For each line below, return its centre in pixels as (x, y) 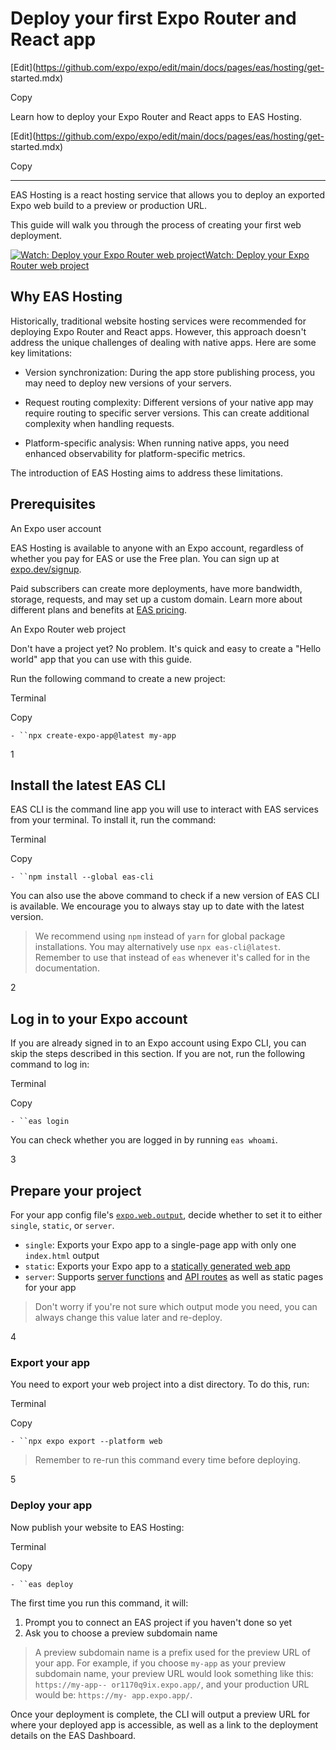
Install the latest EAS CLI (88, 785)
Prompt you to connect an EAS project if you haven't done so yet (158, 1622)
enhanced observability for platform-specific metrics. (135, 453)
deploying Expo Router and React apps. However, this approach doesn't (158, 331)
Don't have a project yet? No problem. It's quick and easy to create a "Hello (166, 648)
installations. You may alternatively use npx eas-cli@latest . (158, 947)
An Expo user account (56, 528)
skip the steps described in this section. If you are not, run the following (158, 1054)
